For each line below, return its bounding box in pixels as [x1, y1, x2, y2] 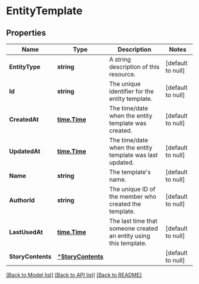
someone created [109, 224, 158, 232]
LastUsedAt [9, 228, 43, 236]
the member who [109, 193, 157, 200]
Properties [6, 28, 46, 38]
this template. [109, 239, 147, 247]
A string [109, 55, 131, 63]
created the [109, 200, 142, 208]
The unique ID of [109, 185, 156, 193]
